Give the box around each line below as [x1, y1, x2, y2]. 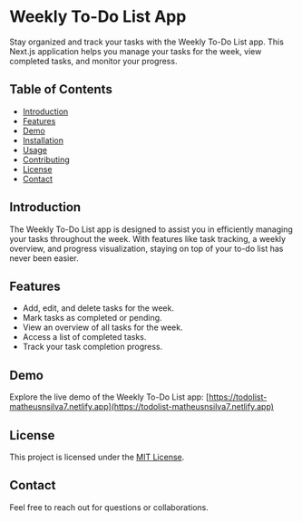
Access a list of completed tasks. [22, 332, 147, 343]
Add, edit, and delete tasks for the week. [22, 303, 175, 314]
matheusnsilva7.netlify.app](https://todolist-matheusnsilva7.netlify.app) [9, 401, 275, 412]
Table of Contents [9, 82, 113, 97]
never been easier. [9, 252, 79, 264]
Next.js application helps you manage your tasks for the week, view [9, 45, 262, 56]
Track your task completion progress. [22, 342, 163, 353]
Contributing [22, 154, 70, 165]
